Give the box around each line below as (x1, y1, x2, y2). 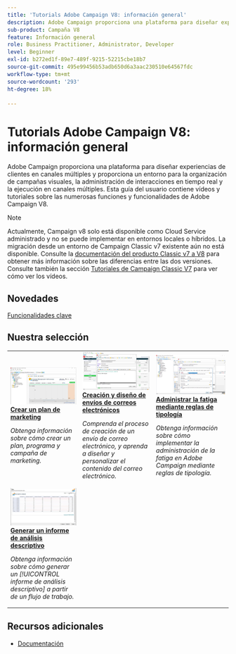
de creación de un (81, 427, 135, 436)
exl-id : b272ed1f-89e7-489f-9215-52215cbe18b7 (7, 56, 146, 63)
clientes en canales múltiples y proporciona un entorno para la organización (7, 170, 227, 179)
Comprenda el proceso (81, 420, 149, 428)
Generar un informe (10, 526, 70, 534)
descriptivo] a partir (10, 584, 68, 593)
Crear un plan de (10, 405, 61, 413)
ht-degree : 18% (7, 85, 52, 93)
